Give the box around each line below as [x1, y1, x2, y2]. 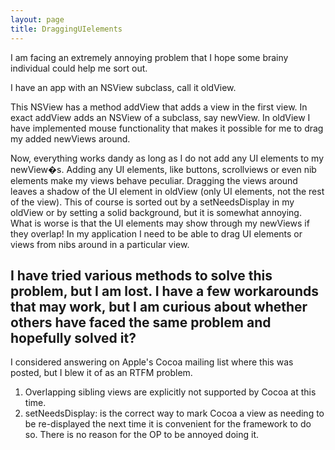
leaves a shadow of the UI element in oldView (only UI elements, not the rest [10, 185, 325, 197]
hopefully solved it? [10, 329, 137, 346]
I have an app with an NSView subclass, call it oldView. [10, 81, 237, 93]
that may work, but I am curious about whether [10, 298, 308, 315]
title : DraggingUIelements [10, 24, 123, 34]
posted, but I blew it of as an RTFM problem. [10, 367, 193, 379]
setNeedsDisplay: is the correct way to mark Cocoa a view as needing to [24, 407, 325, 420]
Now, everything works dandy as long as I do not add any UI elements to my [10, 152, 325, 164]
